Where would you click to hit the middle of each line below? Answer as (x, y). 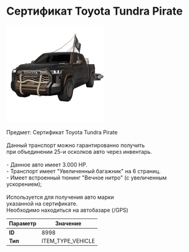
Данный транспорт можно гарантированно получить (76, 145)
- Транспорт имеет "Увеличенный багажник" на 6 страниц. (84, 171)
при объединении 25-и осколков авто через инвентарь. (79, 151)
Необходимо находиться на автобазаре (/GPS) (67, 210)
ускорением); (24, 184)
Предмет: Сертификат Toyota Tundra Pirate (62, 132)
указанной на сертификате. (42, 203)
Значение (68, 223)
